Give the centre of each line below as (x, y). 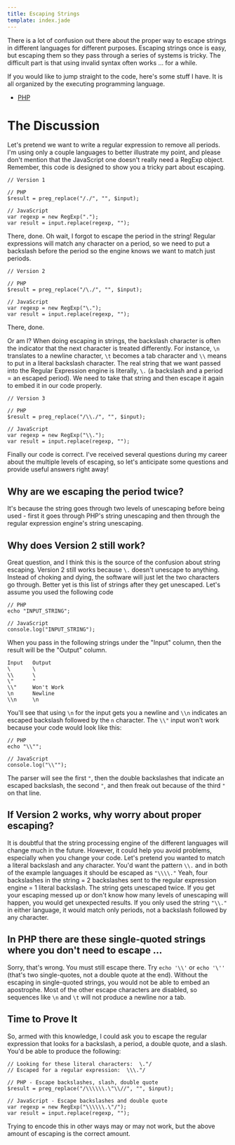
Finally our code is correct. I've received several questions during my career (117, 455)
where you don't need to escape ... (85, 950)
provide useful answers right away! (58, 469)
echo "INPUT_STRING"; (39, 611)
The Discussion (54, 125)
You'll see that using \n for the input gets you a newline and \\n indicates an (117, 713)
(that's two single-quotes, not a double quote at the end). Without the (108, 975)
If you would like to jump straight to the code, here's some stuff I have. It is (115, 76)
